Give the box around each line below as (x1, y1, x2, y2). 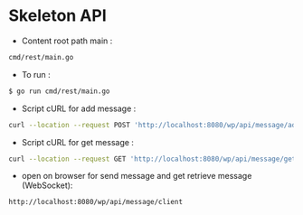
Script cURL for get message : (21, 136, 135, 147)
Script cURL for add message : (21, 103, 137, 114)
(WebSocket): (21, 180, 73, 191)
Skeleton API (8, 5, 108, 26)
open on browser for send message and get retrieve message (21, 171, 252, 182)
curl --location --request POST (8, 120, 130, 129)
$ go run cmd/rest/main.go (8, 87, 110, 96)
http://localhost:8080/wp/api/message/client (8, 198, 183, 207)
